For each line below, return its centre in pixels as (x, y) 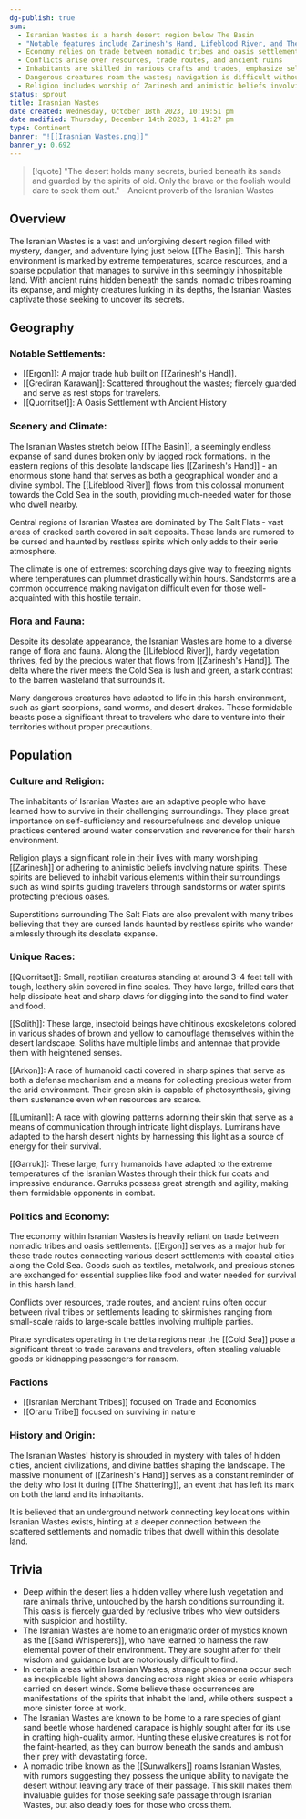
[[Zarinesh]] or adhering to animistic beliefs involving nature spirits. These (148, 867)
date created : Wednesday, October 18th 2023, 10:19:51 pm (122, 111)
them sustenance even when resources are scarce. (106, 1099)
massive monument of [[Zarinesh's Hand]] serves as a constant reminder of (152, 1474)
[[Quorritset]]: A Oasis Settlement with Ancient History (125, 403)
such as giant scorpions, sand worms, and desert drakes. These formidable (151, 707)
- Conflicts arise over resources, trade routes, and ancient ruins (150, 60)
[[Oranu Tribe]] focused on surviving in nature (109, 1412)
